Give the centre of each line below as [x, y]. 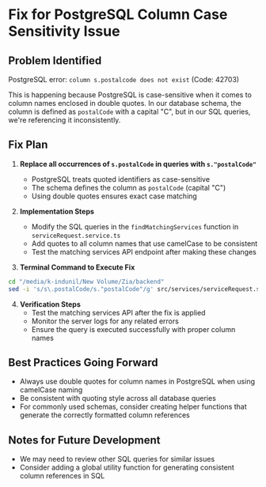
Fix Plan [28, 145]
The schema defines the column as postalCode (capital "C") [129, 187]
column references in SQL [62, 476]
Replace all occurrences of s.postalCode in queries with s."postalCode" [138, 164]
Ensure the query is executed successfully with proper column [133, 329]
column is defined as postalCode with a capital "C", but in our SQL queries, [129, 111]
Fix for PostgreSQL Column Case [118, 15]
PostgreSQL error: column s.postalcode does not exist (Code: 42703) [124, 79]
